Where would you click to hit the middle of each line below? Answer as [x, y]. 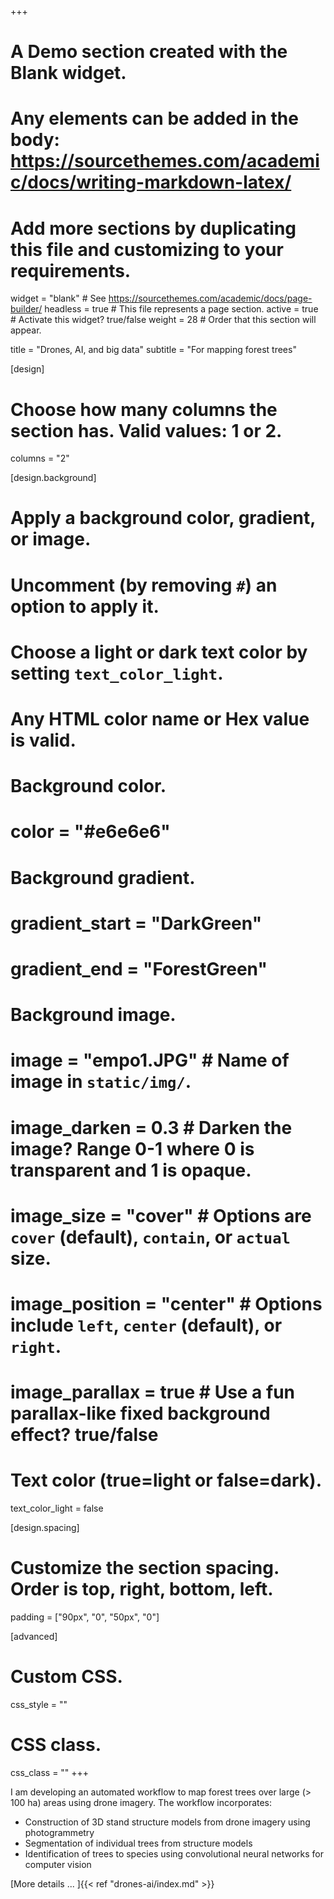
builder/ [26, 309]
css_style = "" [39, 1704]
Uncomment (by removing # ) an [144, 585]
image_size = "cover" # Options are [161, 1215]
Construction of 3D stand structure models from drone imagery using [167, 1822]
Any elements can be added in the [154, 118]
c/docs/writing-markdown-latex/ [151, 182]
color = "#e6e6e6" [90, 832]
